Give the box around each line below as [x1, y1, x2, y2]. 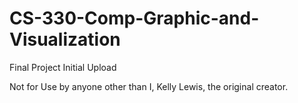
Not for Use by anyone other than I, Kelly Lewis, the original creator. [9, 80, 289, 92]
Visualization [9, 28, 121, 51]
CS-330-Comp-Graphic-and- [9, 7, 260, 30]
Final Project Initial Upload [9, 61, 117, 73]
